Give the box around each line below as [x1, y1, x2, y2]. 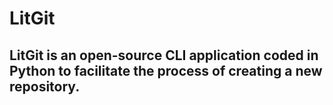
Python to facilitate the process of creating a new [9, 62, 323, 79]
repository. [9, 78, 81, 95]
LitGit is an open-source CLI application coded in [9, 47, 319, 64]
